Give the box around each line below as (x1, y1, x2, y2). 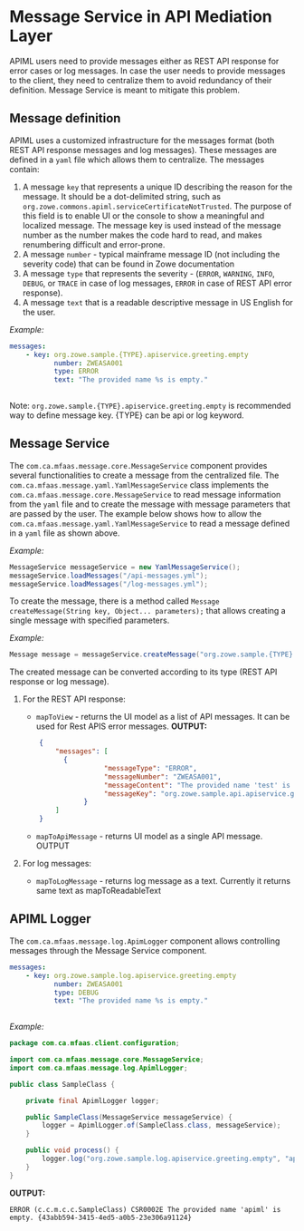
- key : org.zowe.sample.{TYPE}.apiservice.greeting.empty (25, 350, 249, 359)
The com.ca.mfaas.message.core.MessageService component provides (9, 460, 268, 470)
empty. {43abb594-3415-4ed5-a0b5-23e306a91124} (9, 1213, 193, 1222)
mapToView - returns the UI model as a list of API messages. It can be (35, 712, 290, 722)
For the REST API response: (22, 693, 127, 704)
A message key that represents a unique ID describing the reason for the (22, 181, 293, 192)
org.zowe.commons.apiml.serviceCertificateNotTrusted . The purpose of (22, 200, 292, 211)
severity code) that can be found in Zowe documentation (22, 258, 235, 269)
